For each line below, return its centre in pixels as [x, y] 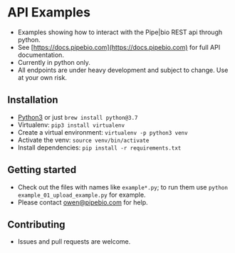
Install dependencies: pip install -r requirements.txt [99, 148]
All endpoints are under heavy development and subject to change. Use [123, 70]
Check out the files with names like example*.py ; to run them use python [122, 187]
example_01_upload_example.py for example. [82, 195]
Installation [33, 100]
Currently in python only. [54, 62]
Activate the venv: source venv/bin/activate [83, 140]
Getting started [42, 170]
